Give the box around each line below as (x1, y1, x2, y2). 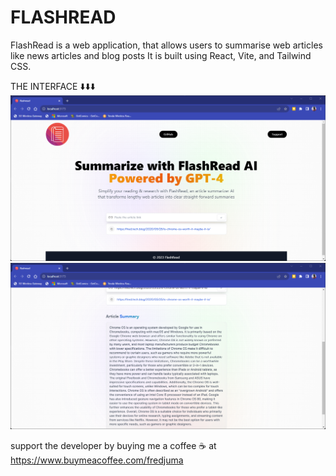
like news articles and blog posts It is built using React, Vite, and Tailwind (10, 49, 312, 61)
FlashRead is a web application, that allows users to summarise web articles (10, 39, 323, 51)
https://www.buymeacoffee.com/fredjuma (10, 454, 184, 466)
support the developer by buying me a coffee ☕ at (10, 439, 217, 451)
